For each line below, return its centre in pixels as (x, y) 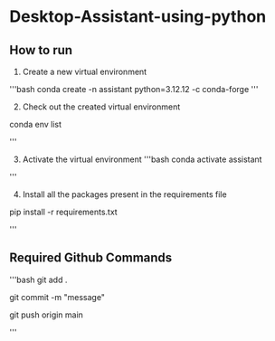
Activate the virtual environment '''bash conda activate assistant (142, 159)
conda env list (35, 124)
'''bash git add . (38, 279)
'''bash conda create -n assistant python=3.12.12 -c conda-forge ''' (134, 89)
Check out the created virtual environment (101, 107)
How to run (41, 50)
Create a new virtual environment (85, 71)
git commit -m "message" (57, 297)
